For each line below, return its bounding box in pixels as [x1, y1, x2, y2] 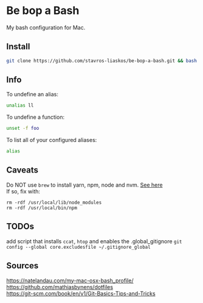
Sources [6, 260, 39, 271]
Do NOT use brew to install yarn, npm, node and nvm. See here [6, 181, 163, 188]
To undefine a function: [6, 113, 65, 121]
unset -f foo [6, 126, 40, 132]
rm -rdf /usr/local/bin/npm [6, 205, 78, 211]
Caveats [6, 165, 38, 176]
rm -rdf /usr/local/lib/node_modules [6, 199, 102, 205]
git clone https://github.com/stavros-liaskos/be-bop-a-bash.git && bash [6, 57, 198, 64]
